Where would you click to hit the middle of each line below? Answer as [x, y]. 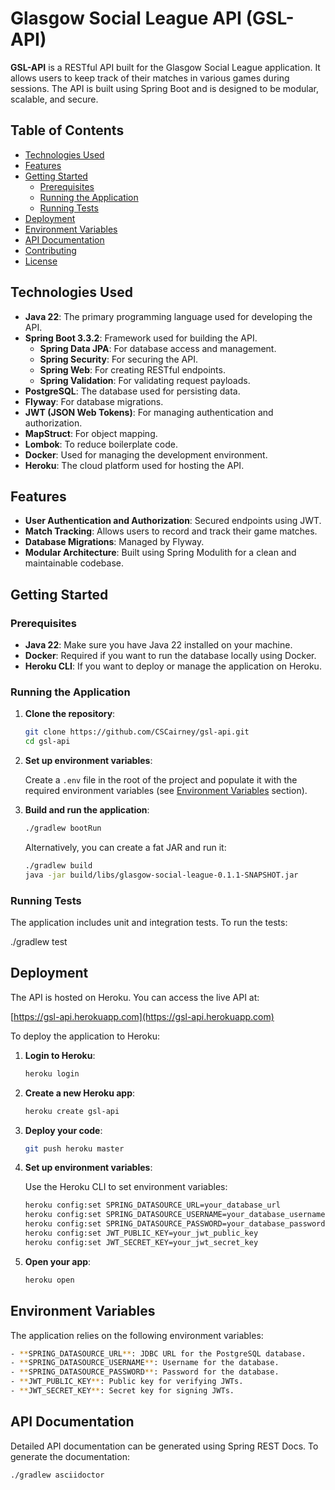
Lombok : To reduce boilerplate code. [101, 444]
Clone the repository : [70, 714]
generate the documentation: [70, 1456]
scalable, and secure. [54, 99]
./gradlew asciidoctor [57, 1475]
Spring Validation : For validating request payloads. [145, 380]
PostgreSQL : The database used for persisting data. [132, 391]
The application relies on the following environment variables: [137, 1335]
